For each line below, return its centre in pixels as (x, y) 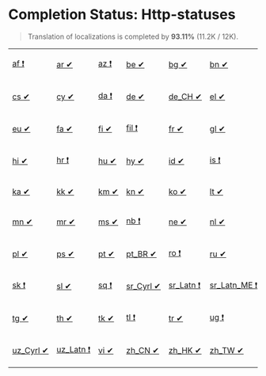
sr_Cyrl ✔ (144, 287)
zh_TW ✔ (226, 351)
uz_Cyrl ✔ (30, 351)
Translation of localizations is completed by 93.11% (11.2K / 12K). (133, 36)
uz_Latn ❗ (74, 349)
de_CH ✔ (186, 97)
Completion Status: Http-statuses (122, 15)
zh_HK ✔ (185, 351)
